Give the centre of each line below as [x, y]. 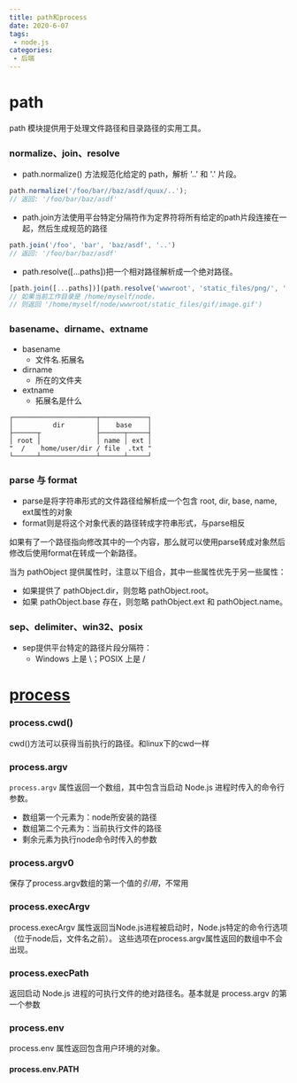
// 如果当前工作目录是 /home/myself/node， [84, 296]
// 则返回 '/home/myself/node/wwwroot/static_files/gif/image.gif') [136, 305]
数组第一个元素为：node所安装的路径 [89, 817]
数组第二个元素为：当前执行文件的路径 [91, 829]
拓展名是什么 [58, 401]
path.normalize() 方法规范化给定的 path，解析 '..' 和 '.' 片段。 [131, 175]
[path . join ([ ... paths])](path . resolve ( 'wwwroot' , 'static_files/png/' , [144, 288]
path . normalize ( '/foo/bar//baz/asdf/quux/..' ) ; [99, 191]
